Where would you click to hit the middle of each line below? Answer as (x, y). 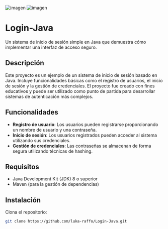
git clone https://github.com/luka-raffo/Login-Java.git (66, 221)
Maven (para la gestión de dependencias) (56, 184)
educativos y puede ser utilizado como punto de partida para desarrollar (80, 91)
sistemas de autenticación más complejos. (49, 96)
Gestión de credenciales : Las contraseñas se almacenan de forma (82, 146)
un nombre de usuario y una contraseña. (55, 130)
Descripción (25, 63)
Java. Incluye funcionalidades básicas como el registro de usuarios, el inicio (84, 80)
